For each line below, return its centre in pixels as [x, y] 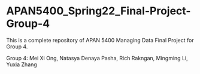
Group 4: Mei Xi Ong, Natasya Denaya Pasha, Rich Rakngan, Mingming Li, [97, 58]
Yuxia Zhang [22, 64]
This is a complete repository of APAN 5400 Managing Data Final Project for [100, 40]
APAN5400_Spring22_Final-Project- [99, 11]
